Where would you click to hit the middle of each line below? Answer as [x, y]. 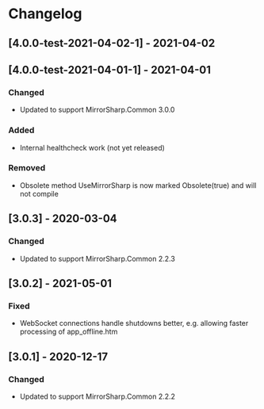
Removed [27, 168]
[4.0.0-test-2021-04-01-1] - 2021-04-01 [110, 69]
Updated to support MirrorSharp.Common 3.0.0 [97, 110]
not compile [39, 193]
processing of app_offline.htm [69, 332]
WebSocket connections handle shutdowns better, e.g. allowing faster [134, 323]
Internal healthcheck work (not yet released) [92, 147]
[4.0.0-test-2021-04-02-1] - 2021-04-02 [112, 43]
